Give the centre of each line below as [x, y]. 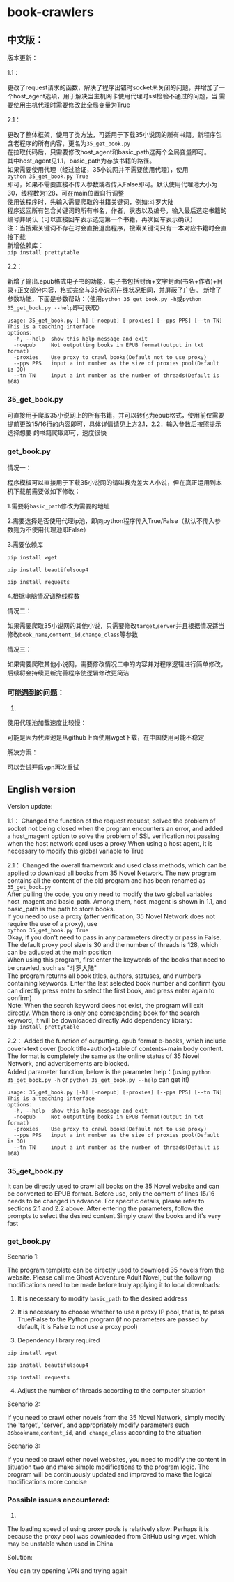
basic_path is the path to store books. [61, 909]
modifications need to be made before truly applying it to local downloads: [114, 1285]
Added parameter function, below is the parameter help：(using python [109, 1071]
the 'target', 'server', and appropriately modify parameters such [98, 1425]
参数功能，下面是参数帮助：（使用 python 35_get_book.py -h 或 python [104, 299]
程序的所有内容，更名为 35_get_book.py [75, 143]
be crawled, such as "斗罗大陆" [52, 967]
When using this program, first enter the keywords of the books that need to [116, 959]
